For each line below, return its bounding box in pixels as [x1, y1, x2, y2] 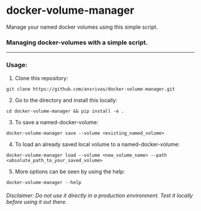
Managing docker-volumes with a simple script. [6, 38, 148, 47]
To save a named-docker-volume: [14, 118, 99, 126]
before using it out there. [6, 198, 67, 206]
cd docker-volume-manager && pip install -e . [6, 108, 124, 114]
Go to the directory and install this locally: [14, 96, 118, 103]
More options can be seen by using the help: [14, 168, 126, 175]
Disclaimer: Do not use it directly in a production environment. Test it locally [6, 192, 193, 199]
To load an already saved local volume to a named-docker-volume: [14, 140, 180, 148]
